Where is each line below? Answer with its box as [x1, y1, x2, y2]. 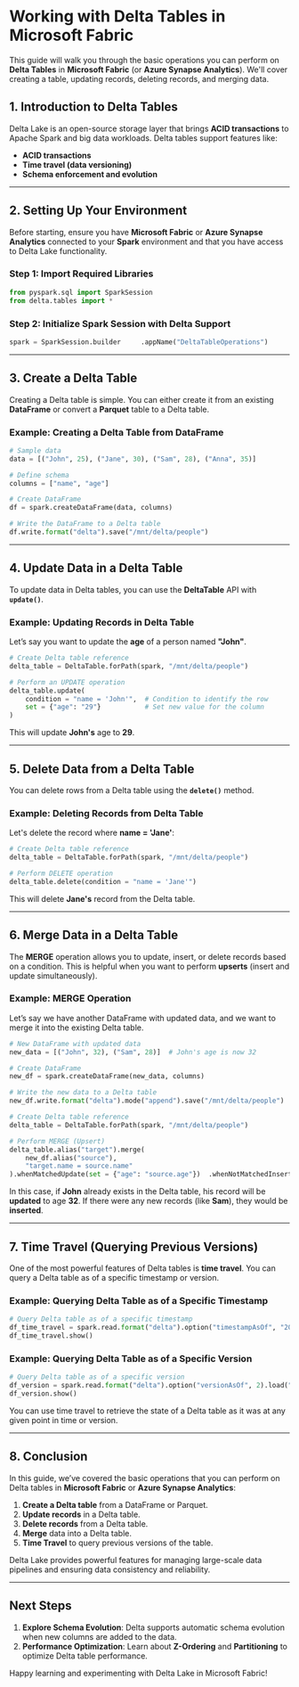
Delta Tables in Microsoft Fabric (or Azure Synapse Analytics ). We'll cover [9, 64, 288, 75]
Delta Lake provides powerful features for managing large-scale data [9, 1554, 263, 1565]
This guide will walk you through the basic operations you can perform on [9, 54, 280, 65]
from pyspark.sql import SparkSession [9, 288, 153, 297]
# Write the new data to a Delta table [9, 1088, 158, 1097]
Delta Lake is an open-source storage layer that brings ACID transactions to [9, 123, 289, 134]
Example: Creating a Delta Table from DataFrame [9, 426, 224, 438]
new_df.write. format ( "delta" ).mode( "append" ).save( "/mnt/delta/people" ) [9, 1096, 285, 1106]
